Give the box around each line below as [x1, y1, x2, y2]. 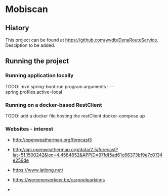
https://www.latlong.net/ [12, 167, 64, 173]
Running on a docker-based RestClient [5, 101, 102, 108]
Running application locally [5, 72, 74, 79]
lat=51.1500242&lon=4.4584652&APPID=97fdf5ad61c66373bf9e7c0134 [12, 152, 163, 158]
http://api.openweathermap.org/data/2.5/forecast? [12, 147, 118, 153]
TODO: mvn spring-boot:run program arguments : [5, 83, 109, 89]
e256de [12, 157, 29, 163]
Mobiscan [5, 4, 48, 15]
